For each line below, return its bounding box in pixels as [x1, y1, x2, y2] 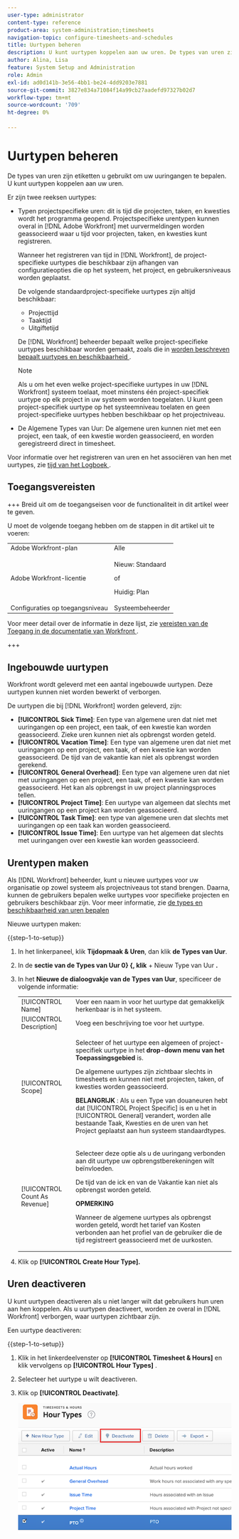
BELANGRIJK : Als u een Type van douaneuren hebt [75, 1096, 228, 1105]
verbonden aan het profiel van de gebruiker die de [75, 1228, 223, 1237]
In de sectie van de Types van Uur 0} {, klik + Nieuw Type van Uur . [17, 961, 218, 969]
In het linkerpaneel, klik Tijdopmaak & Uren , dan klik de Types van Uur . [17, 947, 228, 956]
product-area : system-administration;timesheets [7, 26, 154, 33]
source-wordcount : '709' [7, 102, 81, 109]
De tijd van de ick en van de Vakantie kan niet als [75, 1178, 218, 1186]
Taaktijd [28, 316, 52, 324]
